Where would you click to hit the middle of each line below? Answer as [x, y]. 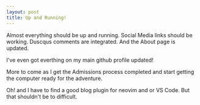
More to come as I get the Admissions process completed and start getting [100, 71]
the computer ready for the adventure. [54, 78]
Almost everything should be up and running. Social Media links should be [100, 35]
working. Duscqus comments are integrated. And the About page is [91, 42]
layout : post [23, 12]
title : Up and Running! [37, 18]
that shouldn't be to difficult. [42, 96]
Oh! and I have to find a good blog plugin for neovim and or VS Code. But [98, 90]
